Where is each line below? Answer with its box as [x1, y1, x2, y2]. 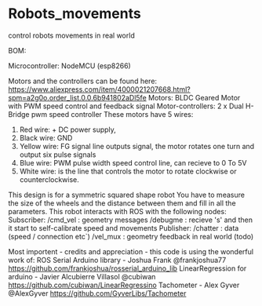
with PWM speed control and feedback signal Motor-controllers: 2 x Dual [8, 101, 245, 111]
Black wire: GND [19, 133, 73, 142]
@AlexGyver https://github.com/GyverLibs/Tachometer [8, 288, 187, 298]
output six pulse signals [19, 150, 96, 159]
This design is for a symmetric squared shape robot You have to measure [8, 190, 246, 199]
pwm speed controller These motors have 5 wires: [31, 109, 194, 118]
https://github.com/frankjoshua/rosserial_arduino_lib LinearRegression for [8, 264, 247, 273]
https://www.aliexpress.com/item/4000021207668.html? [8, 84, 191, 94]
